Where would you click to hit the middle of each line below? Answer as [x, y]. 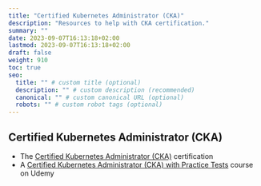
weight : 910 [28, 61]
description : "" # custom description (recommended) [105, 90]
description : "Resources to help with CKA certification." [109, 23]
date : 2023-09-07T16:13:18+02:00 [64, 38]
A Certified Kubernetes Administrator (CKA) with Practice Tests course [137, 164]
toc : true [25, 68]
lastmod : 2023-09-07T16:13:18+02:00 [69, 46]
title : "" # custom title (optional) [78, 82]
